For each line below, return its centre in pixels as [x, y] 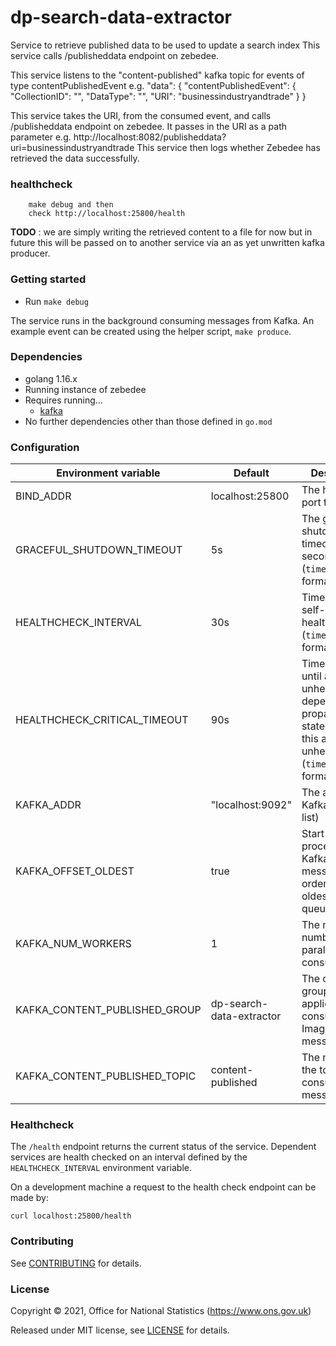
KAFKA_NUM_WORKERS [73, 944]
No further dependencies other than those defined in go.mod [148, 421]
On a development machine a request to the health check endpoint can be [163, 1187]
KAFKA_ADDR [48, 805]
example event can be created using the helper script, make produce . [151, 331]
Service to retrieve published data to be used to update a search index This [165, 45]
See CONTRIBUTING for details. [76, 1263]
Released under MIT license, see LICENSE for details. [120, 1330]
